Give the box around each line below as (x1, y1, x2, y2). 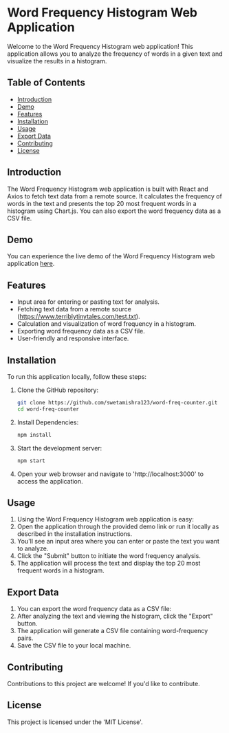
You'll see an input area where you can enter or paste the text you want (17, 537, 220, 546)
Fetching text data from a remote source (17, 305, 132, 313)
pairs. (17, 634, 34, 642)
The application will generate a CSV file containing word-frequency (17, 627, 208, 635)
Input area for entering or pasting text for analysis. (17, 298, 160, 306)
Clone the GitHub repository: (17, 386, 98, 394)
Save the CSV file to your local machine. (17, 641, 131, 650)
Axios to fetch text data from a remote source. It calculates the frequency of (7, 192, 222, 200)
